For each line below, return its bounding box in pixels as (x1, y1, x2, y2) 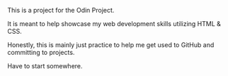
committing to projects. (7, 49, 75, 56)
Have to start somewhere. (7, 62, 83, 70)
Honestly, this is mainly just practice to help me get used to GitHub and (7, 41, 215, 49)
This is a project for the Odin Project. (7, 6, 115, 14)
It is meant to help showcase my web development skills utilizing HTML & (7, 20, 222, 27)
